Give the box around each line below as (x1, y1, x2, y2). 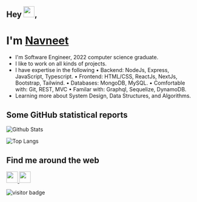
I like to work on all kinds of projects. (15, 60, 107, 67)
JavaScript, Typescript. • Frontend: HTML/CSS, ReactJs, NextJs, (15, 73, 178, 80)
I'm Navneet (6, 34, 69, 47)
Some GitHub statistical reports (6, 109, 129, 120)
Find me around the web (6, 155, 100, 165)
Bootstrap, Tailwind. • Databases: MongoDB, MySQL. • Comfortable (15, 79, 185, 86)
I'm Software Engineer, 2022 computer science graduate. (15, 54, 159, 61)
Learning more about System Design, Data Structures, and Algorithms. (15, 92, 192, 100)
